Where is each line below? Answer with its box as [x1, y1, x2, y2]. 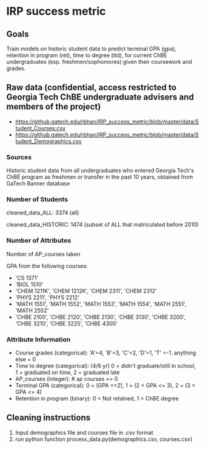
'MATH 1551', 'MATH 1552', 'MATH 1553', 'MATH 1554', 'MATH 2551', [15, 300, 187, 308]
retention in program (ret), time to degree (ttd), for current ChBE [6, 52, 167, 59]
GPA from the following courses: [6, 262, 88, 270]
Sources [6, 152, 32, 161]
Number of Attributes [6, 236, 72, 245]
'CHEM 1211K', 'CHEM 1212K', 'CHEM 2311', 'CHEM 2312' [15, 287, 157, 294]
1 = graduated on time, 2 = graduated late [15, 369, 121, 376]
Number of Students [6, 195, 69, 204]
